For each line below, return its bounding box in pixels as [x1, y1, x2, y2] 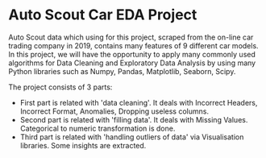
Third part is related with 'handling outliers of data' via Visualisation [19, 131, 244, 142]
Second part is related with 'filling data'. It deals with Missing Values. [19, 114, 248, 124]
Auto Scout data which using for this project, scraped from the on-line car [8, 32, 254, 42]
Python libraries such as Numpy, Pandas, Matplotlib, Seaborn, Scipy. [8, 66, 236, 76]
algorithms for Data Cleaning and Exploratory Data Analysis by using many [8, 58, 256, 68]
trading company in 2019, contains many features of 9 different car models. [8, 40, 260, 50]
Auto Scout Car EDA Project [8, 6, 197, 24]
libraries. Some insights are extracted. [19, 140, 147, 150]
